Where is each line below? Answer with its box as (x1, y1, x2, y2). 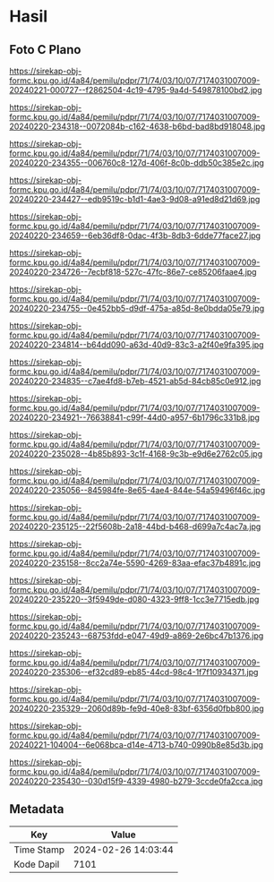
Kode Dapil (13, 858, 60, 870)
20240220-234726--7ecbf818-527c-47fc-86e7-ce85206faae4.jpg (9, 267, 257, 277)
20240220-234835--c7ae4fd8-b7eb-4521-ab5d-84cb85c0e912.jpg (9, 376, 261, 386)
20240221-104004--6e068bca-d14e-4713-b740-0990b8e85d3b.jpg (9, 740, 264, 749)
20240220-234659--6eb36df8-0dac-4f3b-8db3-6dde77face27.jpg (9, 230, 261, 241)
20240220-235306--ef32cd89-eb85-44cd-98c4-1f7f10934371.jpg (9, 667, 259, 677)
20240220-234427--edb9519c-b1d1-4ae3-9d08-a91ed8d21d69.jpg (9, 194, 261, 204)
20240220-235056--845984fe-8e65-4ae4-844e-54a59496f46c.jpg (9, 485, 266, 495)
